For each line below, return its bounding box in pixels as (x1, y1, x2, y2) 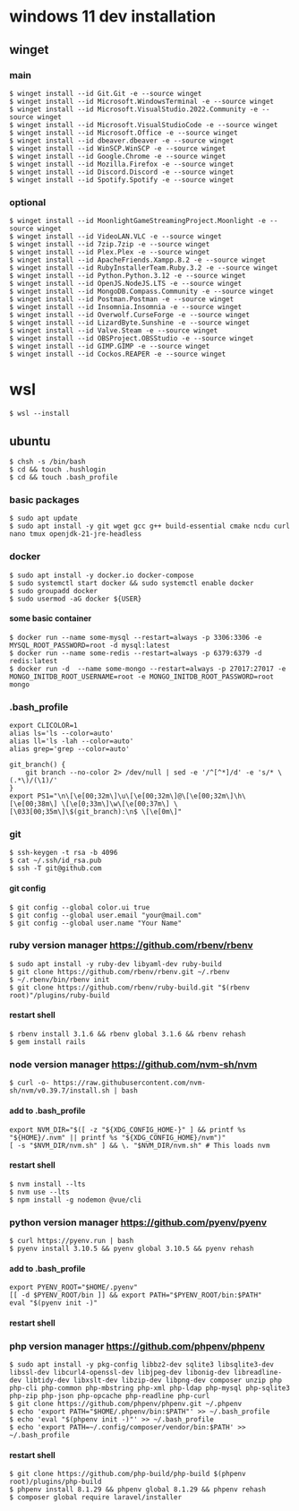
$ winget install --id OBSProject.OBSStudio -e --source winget (9, 334, 254, 343)
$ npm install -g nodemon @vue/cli (9, 1195, 142, 1204)
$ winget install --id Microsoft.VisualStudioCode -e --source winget (9, 120, 278, 129)
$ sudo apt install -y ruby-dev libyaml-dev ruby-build (9, 959, 222, 969)
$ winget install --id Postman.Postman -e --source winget (9, 295, 235, 304)
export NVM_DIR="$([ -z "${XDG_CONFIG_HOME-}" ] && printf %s (9, 1125, 246, 1135)
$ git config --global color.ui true (9, 902, 150, 911)
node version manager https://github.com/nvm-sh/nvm (9, 1058, 258, 1070)
